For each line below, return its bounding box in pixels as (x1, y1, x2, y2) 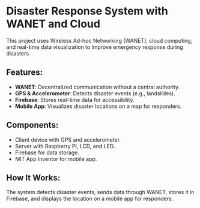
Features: (6, 68, 43, 78)
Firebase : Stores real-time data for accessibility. (14, 96, 135, 103)
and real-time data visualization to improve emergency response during (6, 43, 183, 51)
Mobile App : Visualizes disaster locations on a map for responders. (14, 102, 182, 110)
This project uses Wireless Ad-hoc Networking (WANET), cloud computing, (6, 37, 193, 44)
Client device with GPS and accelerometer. (14, 136, 121, 143)
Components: (6, 120, 59, 130)
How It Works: (6, 172, 61, 183)
